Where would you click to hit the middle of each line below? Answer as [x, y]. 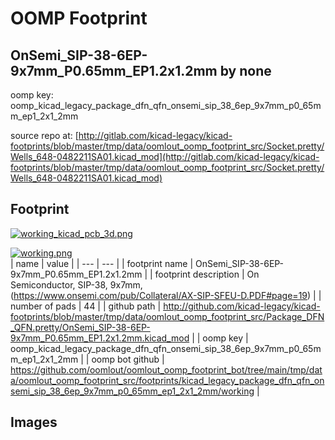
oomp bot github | [128, 359]
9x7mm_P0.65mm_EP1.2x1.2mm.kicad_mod [100, 338]
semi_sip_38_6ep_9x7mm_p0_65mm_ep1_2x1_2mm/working [132, 391]
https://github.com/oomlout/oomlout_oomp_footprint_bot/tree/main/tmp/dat [166, 369]
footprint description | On [207, 274]
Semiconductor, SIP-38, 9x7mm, [76, 284]
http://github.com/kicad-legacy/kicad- [242, 306]
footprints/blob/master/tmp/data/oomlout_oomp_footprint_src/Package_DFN [167, 316]
